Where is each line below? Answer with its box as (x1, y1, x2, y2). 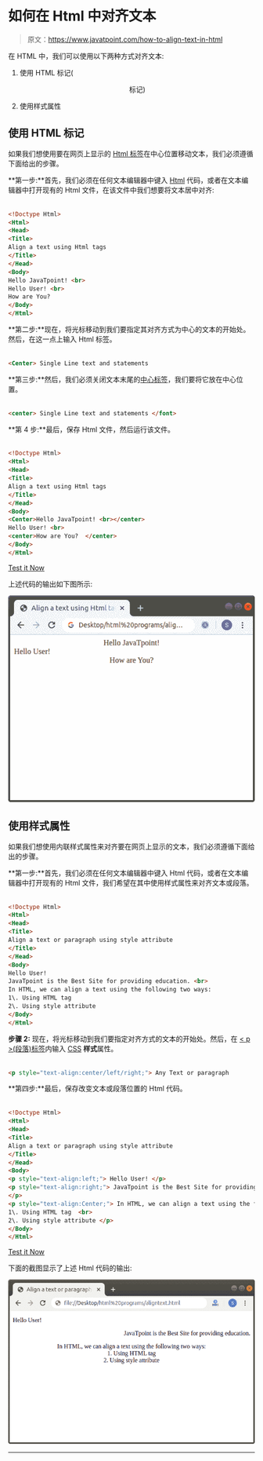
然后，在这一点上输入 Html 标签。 (8, 334, 117, 344)
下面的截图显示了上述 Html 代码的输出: (8, 1263, 132, 1273)
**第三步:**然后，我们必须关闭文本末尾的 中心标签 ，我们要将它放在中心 (8, 374, 237, 384)
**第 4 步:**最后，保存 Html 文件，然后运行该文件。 (8, 425, 175, 434)
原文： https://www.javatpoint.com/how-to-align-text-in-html (27, 35, 223, 44)
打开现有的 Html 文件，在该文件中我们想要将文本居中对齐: (28, 185, 214, 195)
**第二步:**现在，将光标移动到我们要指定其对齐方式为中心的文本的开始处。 (8, 325, 250, 334)
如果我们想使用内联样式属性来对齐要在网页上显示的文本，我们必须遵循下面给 (8, 842, 255, 851)
